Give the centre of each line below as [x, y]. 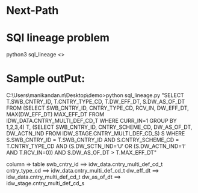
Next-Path [32, 10]
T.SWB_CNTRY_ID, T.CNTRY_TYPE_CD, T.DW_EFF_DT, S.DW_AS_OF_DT [96, 102]
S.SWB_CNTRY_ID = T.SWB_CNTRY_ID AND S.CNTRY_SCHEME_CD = [93, 140]
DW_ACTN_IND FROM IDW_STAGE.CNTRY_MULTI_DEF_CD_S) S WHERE [96, 134]
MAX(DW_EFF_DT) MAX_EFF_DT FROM [55, 114]
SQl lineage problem [58, 38]
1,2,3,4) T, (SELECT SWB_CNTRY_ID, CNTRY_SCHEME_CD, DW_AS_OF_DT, [99, 127]
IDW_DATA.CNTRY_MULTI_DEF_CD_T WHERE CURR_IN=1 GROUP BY [91, 121]
